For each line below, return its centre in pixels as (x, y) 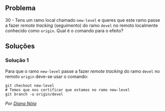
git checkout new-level (30, 85)
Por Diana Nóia (21, 103)
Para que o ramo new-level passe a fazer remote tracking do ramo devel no (82, 71)
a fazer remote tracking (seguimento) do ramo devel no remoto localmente (82, 25)
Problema (20, 8)
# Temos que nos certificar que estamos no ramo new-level (68, 90)
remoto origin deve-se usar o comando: (47, 76)
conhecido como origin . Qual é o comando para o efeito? (64, 30)
